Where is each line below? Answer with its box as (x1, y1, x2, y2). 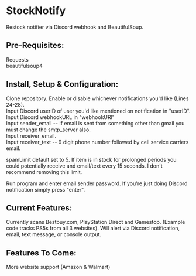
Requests (6, 56, 29, 63)
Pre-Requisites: (6, 40, 64, 50)
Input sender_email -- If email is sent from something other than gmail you (6, 120, 185, 127)
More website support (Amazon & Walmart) (6, 264, 111, 271)
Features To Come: (6, 248, 77, 258)
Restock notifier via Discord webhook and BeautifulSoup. (6, 23, 144, 30)
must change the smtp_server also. (6, 126, 91, 133)
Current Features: (6, 203, 73, 213)
